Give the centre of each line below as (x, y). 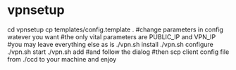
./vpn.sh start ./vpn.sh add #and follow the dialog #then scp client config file (118, 52)
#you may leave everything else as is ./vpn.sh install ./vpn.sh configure (110, 44)
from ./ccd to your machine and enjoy (62, 59)
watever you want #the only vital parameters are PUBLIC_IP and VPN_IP (112, 36)
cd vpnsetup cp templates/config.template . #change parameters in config (116, 29)
